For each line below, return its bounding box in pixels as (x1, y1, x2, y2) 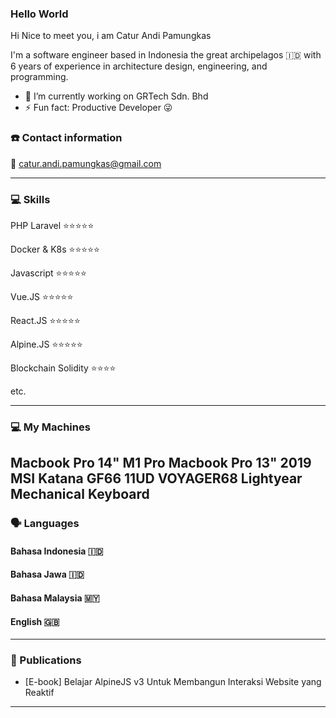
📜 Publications (10, 653, 82, 667)
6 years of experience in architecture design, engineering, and (10, 60, 268, 72)
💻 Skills (10, 192, 51, 206)
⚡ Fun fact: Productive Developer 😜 (24, 102, 173, 114)
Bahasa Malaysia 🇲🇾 (10, 592, 100, 604)
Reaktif (24, 687, 55, 699)
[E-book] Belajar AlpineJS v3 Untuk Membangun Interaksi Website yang (24, 676, 322, 688)
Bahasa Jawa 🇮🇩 (10, 568, 85, 581)
